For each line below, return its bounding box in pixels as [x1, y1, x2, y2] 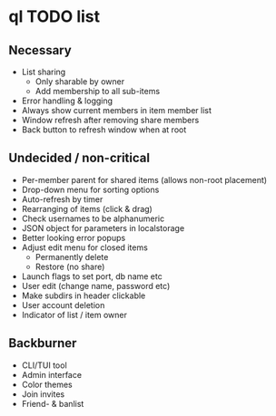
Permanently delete [34, 251, 109, 262]
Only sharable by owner [34, 76, 124, 87]
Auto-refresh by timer [21, 193, 103, 205]
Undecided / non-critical [8, 150, 151, 166]
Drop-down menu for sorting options [21, 184, 160, 195]
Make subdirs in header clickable [21, 290, 146, 301]
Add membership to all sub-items [34, 86, 161, 96]
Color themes [21, 379, 74, 390]
